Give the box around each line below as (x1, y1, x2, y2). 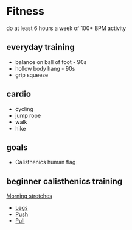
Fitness (6, 4, 44, 18)
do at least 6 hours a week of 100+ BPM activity (6, 24, 127, 32)
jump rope (15, 112, 41, 119)
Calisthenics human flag (15, 159, 76, 166)
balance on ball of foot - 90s (15, 58, 87, 65)
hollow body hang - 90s (15, 65, 75, 72)
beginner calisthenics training (6, 176, 123, 187)
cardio (6, 89, 32, 99)
